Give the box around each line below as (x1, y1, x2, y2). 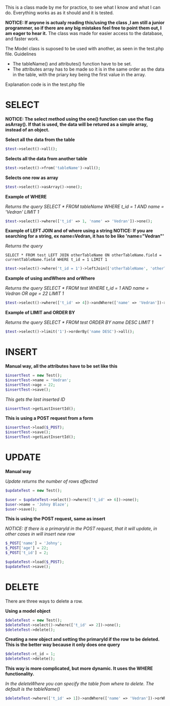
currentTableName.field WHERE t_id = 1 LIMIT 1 (5, 257, 108, 262)
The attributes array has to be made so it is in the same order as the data (12, 66, 164, 72)
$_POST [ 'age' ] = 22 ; (5, 546, 49, 551)
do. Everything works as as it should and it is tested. (5, 10, 114, 16)
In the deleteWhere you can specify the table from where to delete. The (5, 681, 154, 687)
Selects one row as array (5, 175, 59, 181)
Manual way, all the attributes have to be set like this (5, 363, 118, 369)
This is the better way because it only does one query (5, 642, 120, 648)
